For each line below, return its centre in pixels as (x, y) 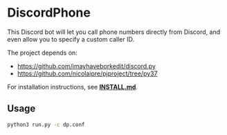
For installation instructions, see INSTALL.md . (73, 87)
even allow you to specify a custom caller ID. (71, 39)
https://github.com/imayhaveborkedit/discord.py (86, 66)
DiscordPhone (49, 13)
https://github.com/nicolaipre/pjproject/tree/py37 (87, 73)
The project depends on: (42, 53)
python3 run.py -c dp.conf (46, 125)
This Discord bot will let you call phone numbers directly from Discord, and (114, 32)
